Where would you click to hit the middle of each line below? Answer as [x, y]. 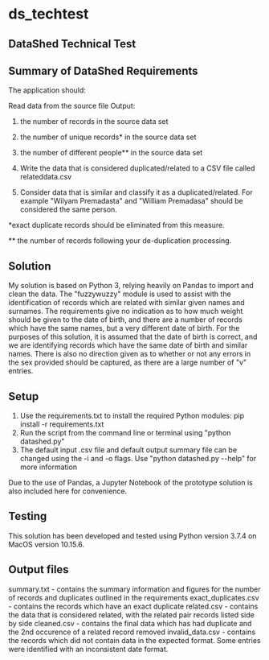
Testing [28, 516]
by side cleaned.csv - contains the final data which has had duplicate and [130, 623]
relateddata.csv [46, 177]
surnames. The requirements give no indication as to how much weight [126, 311]
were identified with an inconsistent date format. [88, 649]
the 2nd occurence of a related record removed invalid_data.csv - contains [132, 632]
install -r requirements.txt [62, 424]
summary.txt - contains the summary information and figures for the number [134, 589]
